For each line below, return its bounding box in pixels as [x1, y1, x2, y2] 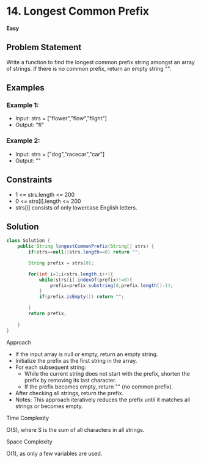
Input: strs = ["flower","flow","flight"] [15, 115, 107, 122]
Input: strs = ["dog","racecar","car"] [15, 150, 105, 158]
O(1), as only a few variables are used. [6, 450, 103, 457]
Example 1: [6, 101, 39, 109]
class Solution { [6, 238, 51, 244]
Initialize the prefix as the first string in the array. [15, 357, 137, 364]
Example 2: [6, 136, 40, 145]
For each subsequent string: [15, 363, 87, 371]
